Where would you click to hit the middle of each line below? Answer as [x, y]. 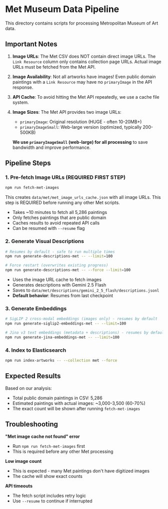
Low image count [23, 461]
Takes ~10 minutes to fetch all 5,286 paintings [60, 212]
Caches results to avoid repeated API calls [56, 223]
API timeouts [19, 486]
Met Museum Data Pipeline [62, 9]
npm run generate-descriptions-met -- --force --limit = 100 [68, 270]
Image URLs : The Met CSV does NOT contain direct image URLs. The [84, 56]
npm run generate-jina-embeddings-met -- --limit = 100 [62, 337]
